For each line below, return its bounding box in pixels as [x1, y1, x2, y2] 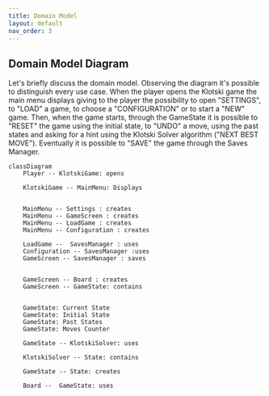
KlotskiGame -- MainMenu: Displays [23, 183, 143, 192]
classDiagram [8, 162, 53, 171]
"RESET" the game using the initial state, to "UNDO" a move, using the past [8, 121, 258, 131]
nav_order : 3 [8, 27, 53, 35]
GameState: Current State [23, 304, 111, 312]
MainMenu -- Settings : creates [23, 205, 132, 213]
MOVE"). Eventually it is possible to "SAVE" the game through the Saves [8, 138, 248, 148]
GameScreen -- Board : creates [23, 276, 128, 284]
